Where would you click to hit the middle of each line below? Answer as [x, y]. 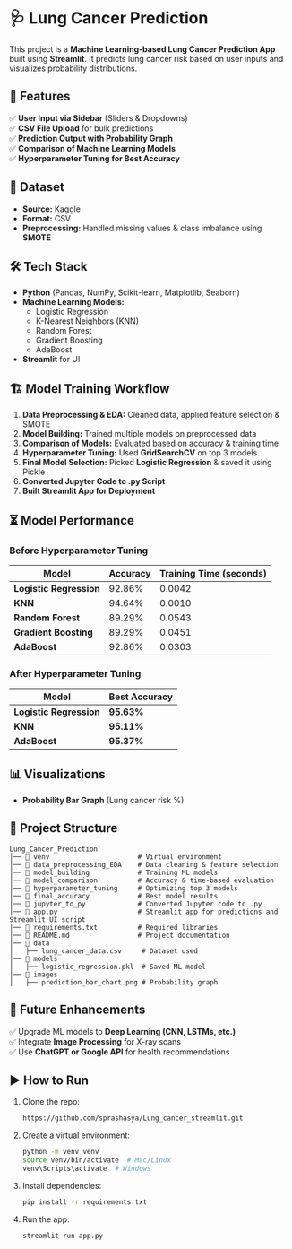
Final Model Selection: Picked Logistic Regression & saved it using [147, 463]
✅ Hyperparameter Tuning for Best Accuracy [95, 158]
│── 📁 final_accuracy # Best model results [114, 896]
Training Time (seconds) [213, 573]
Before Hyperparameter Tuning [79, 551]
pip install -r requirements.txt [85, 1202]
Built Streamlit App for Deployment [89, 491]
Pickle [34, 472]
